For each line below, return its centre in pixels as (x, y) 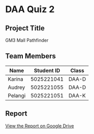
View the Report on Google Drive (40, 126)
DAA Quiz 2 (30, 9)
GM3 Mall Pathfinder (27, 40)
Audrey (17, 87)
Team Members (30, 56)
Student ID (47, 71)
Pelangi (17, 95)
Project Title (25, 28)
